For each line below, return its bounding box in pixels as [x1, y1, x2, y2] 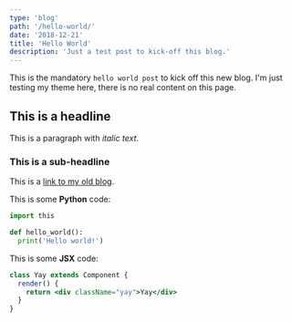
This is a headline [9, 109, 111, 124]
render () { [17, 279, 59, 288]
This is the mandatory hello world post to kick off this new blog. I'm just [9, 72, 283, 83]
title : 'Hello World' [9, 38, 92, 48]
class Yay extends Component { [9, 270, 129, 279]
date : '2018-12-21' [9, 30, 84, 39]
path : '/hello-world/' [9, 22, 96, 31]
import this [9, 212, 55, 221]
